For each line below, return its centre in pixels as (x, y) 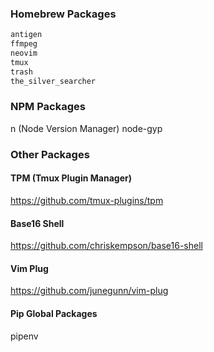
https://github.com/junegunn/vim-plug (89, 291)
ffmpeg (24, 44)
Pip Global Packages (54, 313)
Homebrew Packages (63, 14)
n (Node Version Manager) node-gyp (86, 128)
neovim (24, 53)
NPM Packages (48, 107)
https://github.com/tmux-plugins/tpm (87, 200)
